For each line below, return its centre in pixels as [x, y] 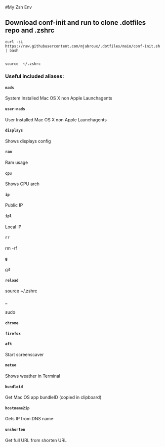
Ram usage [17, 162]
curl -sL [14, 42]
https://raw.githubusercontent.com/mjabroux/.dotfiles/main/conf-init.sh [83, 46]
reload [12, 280]
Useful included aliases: [35, 76]
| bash [12, 50]
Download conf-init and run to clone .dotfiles [76, 23]
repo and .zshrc [30, 30]
